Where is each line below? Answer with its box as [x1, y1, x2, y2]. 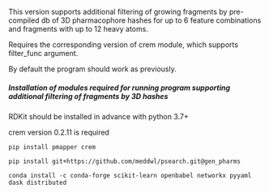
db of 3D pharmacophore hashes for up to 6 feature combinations [41, 15, 262, 25]
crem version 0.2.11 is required [8, 127, 109, 137]
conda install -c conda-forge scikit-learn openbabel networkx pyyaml [8, 171, 252, 179]
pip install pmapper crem [8, 143, 96, 151]
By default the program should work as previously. [8, 64, 177, 74]
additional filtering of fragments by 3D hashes [8, 91, 169, 101]
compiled [8, 15, 40, 25]
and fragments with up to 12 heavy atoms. [8, 24, 148, 33]
